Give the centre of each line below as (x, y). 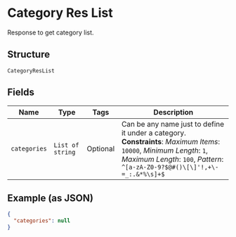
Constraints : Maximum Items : (171, 141)
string (65, 152)
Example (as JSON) (50, 198)
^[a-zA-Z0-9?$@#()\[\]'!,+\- (170, 167)
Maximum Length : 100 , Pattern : (173, 159)
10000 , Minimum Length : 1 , (165, 150)
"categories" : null (42, 221)
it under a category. (154, 133)
